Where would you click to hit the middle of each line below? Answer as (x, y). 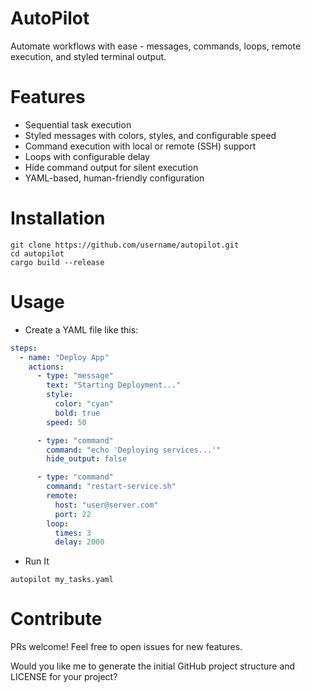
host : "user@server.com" (106, 505)
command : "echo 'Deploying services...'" (134, 450)
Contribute (56, 619)
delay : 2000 (79, 542)
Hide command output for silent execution (111, 167)
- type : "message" (75, 376)
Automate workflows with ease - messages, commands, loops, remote (156, 46)
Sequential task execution (78, 124)
